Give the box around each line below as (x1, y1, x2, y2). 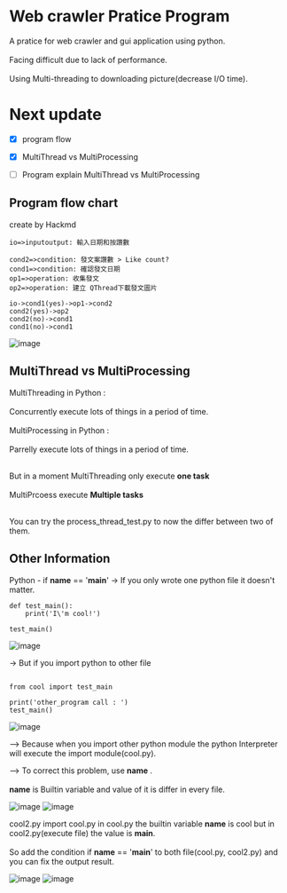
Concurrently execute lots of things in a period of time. (9, 406, 209, 416)
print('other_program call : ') (9, 698, 128, 707)
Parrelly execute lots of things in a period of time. (9, 444, 189, 454)
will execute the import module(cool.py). (9, 747, 157, 758)
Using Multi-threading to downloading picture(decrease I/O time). (9, 73, 248, 83)
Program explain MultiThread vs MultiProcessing (21, 170, 200, 179)
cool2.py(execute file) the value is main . (9, 827, 156, 838)
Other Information (9, 551, 111, 566)
